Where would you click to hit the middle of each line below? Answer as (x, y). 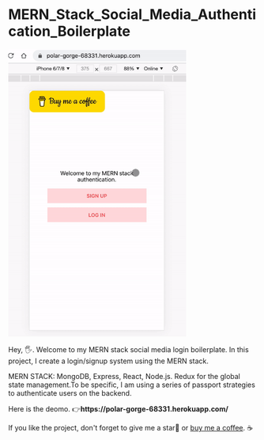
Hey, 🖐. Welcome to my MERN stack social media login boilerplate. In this (128, 350)
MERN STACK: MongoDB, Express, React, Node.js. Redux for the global (124, 377)
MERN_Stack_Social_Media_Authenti (132, 15)
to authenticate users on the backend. (70, 393)
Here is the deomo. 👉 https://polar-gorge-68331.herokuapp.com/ (119, 409)
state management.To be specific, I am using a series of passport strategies (132, 385)
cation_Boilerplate (70, 31)
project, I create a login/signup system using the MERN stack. (109, 361)
